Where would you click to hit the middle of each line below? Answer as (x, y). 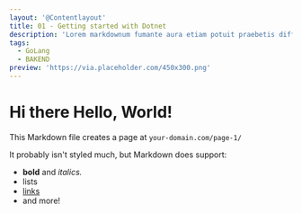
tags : (19, 43)
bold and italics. (52, 172)
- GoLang (34, 51)
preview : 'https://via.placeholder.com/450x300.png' (110, 68)
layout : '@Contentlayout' (58, 18)
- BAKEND (34, 59)
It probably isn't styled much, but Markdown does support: (118, 155)
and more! (41, 200)
